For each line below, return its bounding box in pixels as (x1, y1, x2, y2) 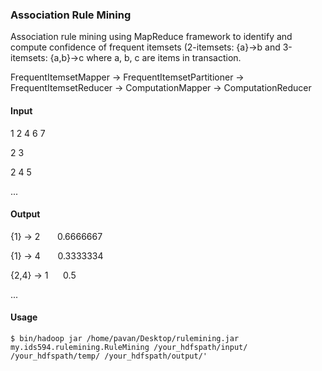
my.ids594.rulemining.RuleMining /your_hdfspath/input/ (10, 342, 248, 352)
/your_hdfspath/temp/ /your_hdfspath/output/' (10, 351, 208, 361)
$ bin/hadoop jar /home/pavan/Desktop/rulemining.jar (10, 333, 240, 343)
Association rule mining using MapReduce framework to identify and (10, 31, 293, 43)
